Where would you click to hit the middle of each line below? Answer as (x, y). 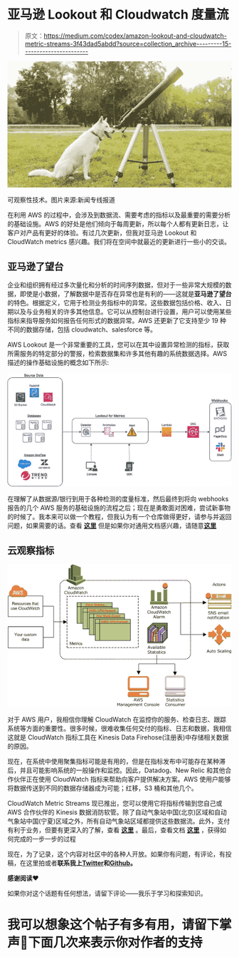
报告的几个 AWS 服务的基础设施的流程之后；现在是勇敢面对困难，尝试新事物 (119, 508)
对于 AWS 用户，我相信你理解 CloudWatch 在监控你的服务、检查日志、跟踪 (117, 720)
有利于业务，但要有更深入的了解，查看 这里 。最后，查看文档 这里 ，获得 (114, 830)
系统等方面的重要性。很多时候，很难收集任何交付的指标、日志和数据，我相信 (119, 729)
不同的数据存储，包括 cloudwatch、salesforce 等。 (82, 329)
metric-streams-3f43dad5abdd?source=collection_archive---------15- (128, 43)
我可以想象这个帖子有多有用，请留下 (113, 925)
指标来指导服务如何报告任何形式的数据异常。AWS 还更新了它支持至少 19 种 (117, 321)
